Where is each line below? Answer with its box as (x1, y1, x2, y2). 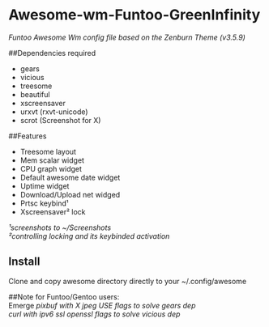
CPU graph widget (19, 163, 83, 173)
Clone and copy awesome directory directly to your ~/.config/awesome (8, 276, 247, 286)
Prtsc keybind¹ (19, 198, 69, 208)
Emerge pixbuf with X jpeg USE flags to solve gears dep (8, 300, 196, 310)
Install (8, 255, 41, 269)
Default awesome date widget (19, 172, 121, 182)
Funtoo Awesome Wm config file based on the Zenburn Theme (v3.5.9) (8, 32, 246, 42)
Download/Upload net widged (19, 189, 121, 199)
